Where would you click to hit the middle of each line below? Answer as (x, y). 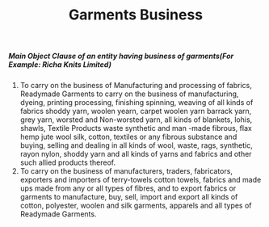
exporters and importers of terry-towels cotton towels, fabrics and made (141, 179)
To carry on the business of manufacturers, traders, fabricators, (126, 170)
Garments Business (136, 15)
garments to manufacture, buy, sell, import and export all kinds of (129, 196)
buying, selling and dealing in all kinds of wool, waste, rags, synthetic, (136, 145)
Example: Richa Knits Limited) (60, 65)
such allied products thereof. (68, 162)
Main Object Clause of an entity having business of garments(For (121, 56)
